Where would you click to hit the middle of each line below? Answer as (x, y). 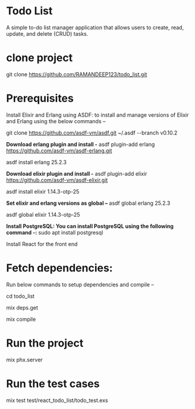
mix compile (21, 319)
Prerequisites (40, 99)
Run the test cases (53, 384)
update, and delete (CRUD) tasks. (47, 33)
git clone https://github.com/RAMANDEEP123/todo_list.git (77, 74)
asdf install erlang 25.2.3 (37, 162)
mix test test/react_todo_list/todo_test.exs (57, 400)
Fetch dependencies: (59, 268)
